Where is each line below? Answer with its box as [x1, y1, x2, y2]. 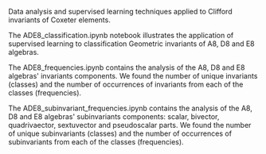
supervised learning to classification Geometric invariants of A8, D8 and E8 [8, 39, 255, 48]
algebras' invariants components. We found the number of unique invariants [8, 71, 258, 80]
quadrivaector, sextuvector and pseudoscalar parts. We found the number [8, 121, 252, 129]
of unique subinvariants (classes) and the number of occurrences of [8, 129, 233, 138]
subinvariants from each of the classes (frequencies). [8, 137, 185, 146]
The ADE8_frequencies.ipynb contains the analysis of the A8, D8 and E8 [8, 63, 245, 72]
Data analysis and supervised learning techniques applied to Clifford [8, 7, 233, 16]
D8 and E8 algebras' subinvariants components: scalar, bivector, [8, 112, 220, 121]
